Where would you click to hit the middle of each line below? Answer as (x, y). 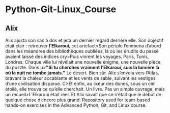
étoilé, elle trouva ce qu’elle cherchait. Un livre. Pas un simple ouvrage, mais (85, 89)
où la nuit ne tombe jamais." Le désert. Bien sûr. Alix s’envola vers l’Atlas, (82, 73)
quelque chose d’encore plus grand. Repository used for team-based (78, 100)
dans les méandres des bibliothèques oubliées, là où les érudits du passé (82, 51)
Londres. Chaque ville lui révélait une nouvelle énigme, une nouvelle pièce (83, 62)
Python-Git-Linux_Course (61, 9)
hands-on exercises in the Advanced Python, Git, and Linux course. (76, 105)
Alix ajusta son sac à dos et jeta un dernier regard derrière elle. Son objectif (84, 40)
